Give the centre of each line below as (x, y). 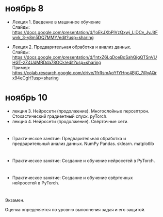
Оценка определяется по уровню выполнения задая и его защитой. (75, 209)
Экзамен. (15, 200)
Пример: (21, 67)
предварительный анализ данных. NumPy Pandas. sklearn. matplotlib (83, 144)
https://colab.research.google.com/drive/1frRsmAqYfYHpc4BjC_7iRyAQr (84, 72)
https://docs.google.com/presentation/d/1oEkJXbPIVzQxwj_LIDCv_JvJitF (85, 32)
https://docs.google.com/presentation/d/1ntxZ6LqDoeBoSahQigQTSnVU (84, 57)
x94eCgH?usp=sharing (35, 78)
